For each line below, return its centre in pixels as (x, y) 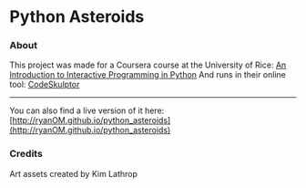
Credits (26, 154)
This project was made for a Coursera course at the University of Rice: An (148, 65)
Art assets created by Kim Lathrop (74, 173)
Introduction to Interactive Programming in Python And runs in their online (148, 75)
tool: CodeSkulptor (45, 85)
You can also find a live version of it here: (87, 110)
